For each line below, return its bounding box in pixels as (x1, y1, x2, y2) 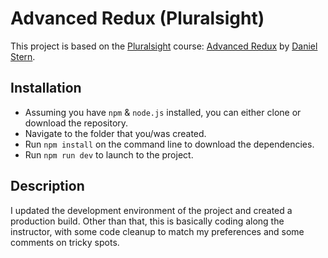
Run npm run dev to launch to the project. (24, 148, 194, 161)
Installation (10, 80, 82, 97)
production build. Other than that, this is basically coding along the (10, 215, 285, 227)
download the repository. (24, 117, 129, 129)
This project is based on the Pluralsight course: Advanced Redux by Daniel (10, 40, 318, 52)
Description (10, 178, 85, 195)
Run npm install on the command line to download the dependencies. (24, 138, 315, 150)
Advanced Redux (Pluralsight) (10, 7, 265, 30)
